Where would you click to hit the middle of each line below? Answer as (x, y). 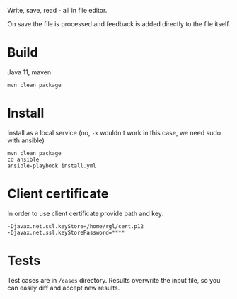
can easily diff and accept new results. (64, 288)
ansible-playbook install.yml (52, 166)
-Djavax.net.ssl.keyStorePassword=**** (66, 232)
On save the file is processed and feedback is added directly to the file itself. (119, 24)
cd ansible (23, 159)
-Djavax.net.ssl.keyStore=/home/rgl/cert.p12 (75, 226)
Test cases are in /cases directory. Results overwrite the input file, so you (114, 280)
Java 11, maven (29, 72)
